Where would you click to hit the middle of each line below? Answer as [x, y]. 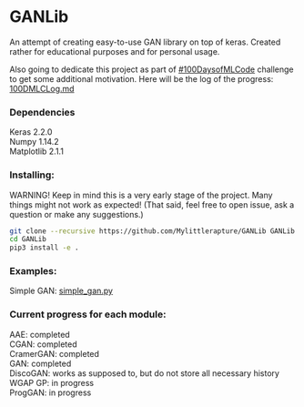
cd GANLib [28, 239]
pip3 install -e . [44, 248]
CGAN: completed [43, 344]
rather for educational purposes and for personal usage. [115, 51]
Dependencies [42, 112]
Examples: [33, 271]
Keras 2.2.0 [31, 132]
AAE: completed [40, 334]
